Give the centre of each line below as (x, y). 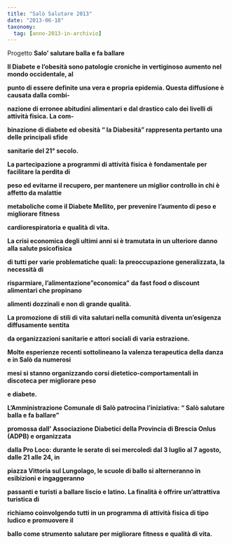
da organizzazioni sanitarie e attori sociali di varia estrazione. (99, 339)
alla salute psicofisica (40, 249)
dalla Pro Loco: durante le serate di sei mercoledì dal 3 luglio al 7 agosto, (114, 450)
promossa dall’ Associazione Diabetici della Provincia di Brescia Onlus (111, 429)
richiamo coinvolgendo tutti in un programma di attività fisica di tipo (108, 513)
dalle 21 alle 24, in (34, 457)
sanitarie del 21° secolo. (43, 151)
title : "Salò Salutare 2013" (50, 14)
